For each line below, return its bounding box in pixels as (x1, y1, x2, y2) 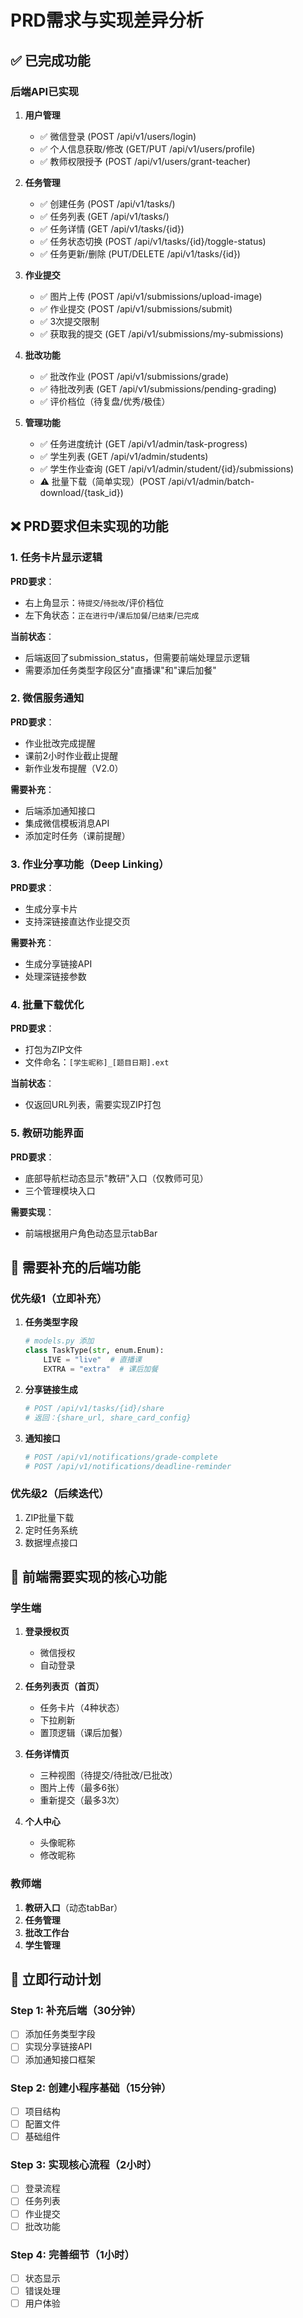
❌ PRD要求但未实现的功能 (10, 518, 169, 535)
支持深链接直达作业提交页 (24, 916, 131, 928)
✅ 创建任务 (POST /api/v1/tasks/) (39, 197, 176, 210)
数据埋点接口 (24, 1536, 78, 1548)
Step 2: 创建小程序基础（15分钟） (10, 2081, 172, 2095)
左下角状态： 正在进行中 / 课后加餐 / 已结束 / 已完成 (24, 609, 200, 621)
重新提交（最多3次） (39, 1794, 125, 1806)
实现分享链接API (24, 2041, 93, 2053)
